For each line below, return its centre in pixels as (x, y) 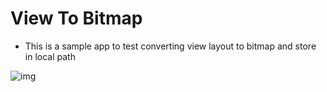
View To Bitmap (76, 18)
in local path (50, 56)
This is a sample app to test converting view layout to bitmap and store (170, 46)
